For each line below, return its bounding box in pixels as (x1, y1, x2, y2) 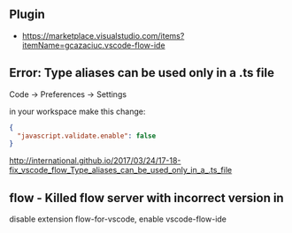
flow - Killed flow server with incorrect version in (9, 190, 285, 206)
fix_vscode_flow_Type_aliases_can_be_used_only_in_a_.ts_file (9, 165, 233, 176)
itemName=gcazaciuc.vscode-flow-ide (21, 40, 165, 50)
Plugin (9, 7, 46, 22)
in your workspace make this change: (9, 106, 146, 116)
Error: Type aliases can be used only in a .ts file (9, 65, 274, 80)
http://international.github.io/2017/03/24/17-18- (9, 155, 181, 166)
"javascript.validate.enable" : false (17, 132, 157, 140)
